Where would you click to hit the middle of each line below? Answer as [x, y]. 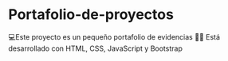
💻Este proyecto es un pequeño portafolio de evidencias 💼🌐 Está [114, 36]
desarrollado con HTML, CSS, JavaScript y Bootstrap [96, 48]
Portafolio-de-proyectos [91, 15]
